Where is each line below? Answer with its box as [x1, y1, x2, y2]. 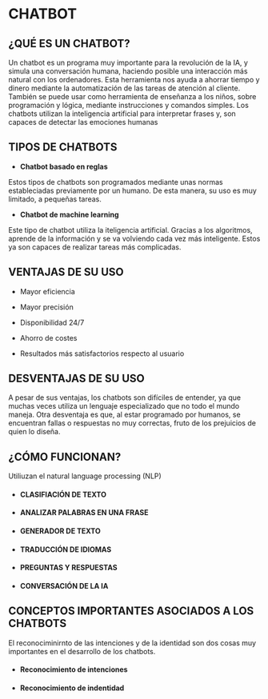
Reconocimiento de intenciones [19, 665, 128, 674]
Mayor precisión [19, 302, 74, 312]
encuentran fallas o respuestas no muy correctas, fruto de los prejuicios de [8, 418, 256, 428]
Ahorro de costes [19, 333, 78, 342]
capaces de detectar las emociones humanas [8, 118, 158, 126]
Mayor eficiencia [19, 286, 76, 296]
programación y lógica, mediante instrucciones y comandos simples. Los [8, 101, 250, 110]
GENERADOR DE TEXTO [19, 526, 102, 536]
